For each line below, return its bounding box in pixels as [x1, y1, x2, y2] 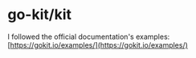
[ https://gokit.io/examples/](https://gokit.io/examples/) [7, 40, 188, 49]
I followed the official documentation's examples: [7, 32, 170, 41]
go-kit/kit [7, 6, 71, 24]
